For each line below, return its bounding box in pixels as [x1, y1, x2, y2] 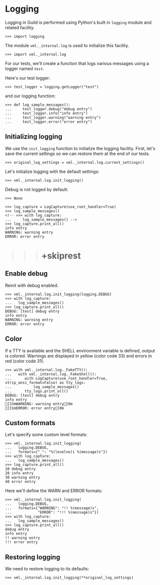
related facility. [5, 24, 35, 30]
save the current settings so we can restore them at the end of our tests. [5, 151, 150, 156]
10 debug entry [5, 466, 36, 472]
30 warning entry [5, 475, 40, 480]
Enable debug [5, 270, 48, 278]
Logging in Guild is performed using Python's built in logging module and [5, 19, 152, 25]
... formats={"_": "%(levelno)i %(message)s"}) [5, 449, 108, 455]
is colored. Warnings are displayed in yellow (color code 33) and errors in [5, 353, 152, 359]
